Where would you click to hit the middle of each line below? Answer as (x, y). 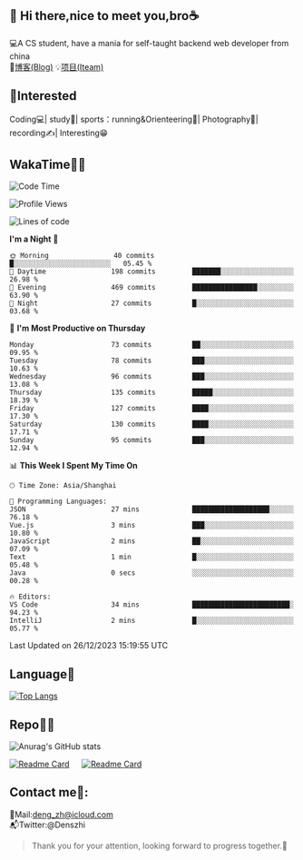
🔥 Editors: (30, 597)
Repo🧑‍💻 (32, 724)
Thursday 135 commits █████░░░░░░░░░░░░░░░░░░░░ (152, 393)
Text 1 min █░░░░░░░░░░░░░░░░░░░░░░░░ (152, 558)
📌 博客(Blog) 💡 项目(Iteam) (57, 66)
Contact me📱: (49, 792)
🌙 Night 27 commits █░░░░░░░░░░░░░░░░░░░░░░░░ (152, 303)
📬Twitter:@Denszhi (48, 825)
